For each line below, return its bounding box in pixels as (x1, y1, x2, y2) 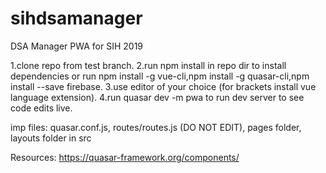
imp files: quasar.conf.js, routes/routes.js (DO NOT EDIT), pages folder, (10, 121, 302, 133)
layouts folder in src (10, 132, 92, 144)
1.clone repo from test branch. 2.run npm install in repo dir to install (10, 59, 287, 71)
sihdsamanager (10, 7, 143, 30)
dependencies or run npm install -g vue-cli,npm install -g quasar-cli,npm (10, 70, 310, 82)
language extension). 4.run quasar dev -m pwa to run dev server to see (10, 91, 305, 103)
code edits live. (10, 102, 73, 114)
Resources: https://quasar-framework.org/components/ (10, 151, 240, 163)
